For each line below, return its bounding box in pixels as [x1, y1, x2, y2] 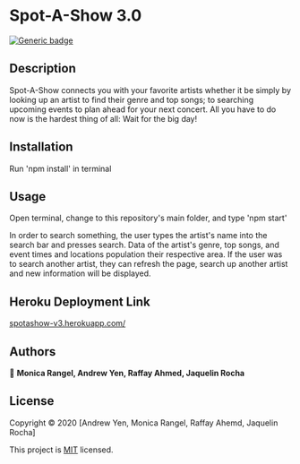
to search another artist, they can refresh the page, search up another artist [9, 259, 288, 270]
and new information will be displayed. [9, 268, 151, 279]
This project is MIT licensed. [9, 444, 114, 455]
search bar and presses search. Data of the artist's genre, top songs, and [9, 239, 280, 251]
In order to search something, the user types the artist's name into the [9, 230, 268, 241]
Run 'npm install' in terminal [9, 163, 112, 174]
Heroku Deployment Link [9, 294, 150, 309]
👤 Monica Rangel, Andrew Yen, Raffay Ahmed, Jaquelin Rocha [9, 368, 244, 378]
